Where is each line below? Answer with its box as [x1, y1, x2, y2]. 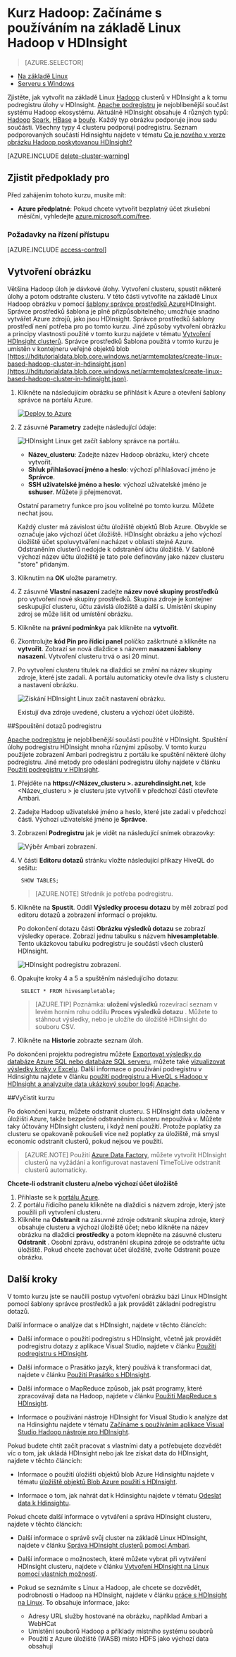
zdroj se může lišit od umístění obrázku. [17, 610, 133, 618]
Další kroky [7, 1274, 58, 1286]
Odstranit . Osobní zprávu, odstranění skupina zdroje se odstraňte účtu [17, 1238, 225, 1246]
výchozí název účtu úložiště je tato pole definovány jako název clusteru [17, 552, 225, 561]
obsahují [27, 1641, 54, 1650]
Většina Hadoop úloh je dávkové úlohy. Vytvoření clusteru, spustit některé [7, 284, 222, 293]
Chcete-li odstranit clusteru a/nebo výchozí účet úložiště [7, 1179, 178, 1188]
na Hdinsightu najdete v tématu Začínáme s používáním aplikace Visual [17, 1420, 224, 1429]
